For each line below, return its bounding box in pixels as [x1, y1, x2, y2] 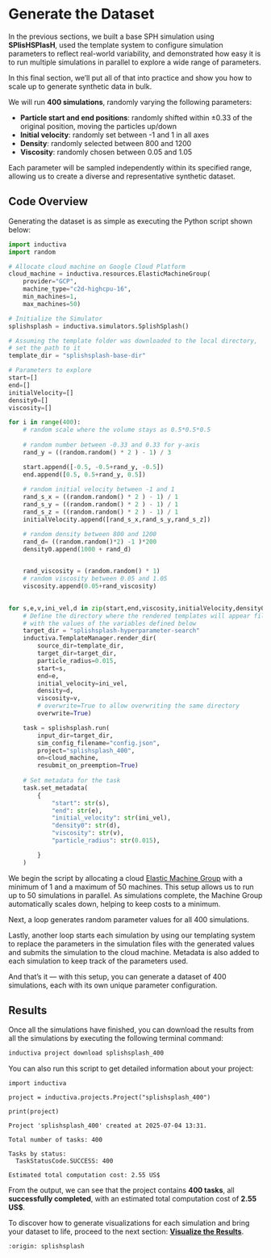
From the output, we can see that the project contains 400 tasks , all [8, 1185, 236, 1195]
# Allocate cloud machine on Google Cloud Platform [8, 262, 186, 270]
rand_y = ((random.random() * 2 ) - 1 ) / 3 [23, 448, 172, 456]
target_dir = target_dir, [37, 649, 117, 657]
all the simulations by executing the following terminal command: [8, 1034, 224, 1043]
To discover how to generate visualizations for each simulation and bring [8, 1218, 250, 1228]
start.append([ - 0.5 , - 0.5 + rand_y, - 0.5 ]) [23, 463, 164, 471]
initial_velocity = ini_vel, [37, 679, 128, 687]
